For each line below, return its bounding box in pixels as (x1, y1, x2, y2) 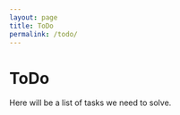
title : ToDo (9, 21, 54, 30)
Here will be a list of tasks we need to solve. (9, 97, 172, 108)
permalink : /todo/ (9, 29, 78, 38)
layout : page (9, 12, 58, 22)
